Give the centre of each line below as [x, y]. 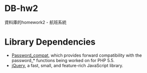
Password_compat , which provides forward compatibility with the [77, 55]
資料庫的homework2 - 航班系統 [36, 22]
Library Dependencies [50, 42]
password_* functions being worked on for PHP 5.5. [63, 60]
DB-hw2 [21, 8]
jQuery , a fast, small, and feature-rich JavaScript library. [67, 65]
